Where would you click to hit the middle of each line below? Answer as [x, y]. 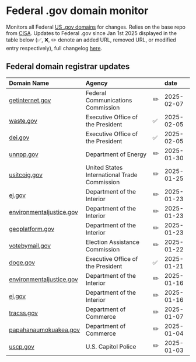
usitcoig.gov [26, 175]
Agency [97, 83]
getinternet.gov [30, 100]
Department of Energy [116, 154]
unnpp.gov [24, 154]
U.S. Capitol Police [111, 346]
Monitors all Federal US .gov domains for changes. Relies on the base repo [96, 27]
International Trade [112, 175]
